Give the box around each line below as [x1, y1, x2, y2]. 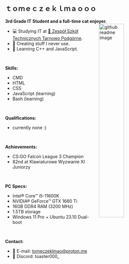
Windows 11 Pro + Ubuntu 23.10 [12, 214, 77, 220]
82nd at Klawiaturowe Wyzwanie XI [12, 158, 85, 165]
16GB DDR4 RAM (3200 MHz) [12, 203, 73, 209]
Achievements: [5, 143, 37, 150]
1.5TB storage [12, 208, 41, 214]
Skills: [5, 65, 18, 71]
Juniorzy [12, 164, 31, 170]
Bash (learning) [12, 96, 44, 102]
